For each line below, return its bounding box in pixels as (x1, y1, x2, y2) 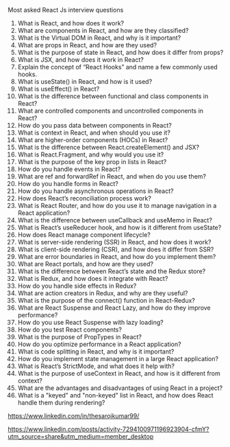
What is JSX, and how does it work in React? (17, 56, 144, 64)
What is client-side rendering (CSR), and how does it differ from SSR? (17, 245, 214, 253)
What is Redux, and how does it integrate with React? (17, 275, 168, 282)
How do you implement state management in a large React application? (17, 355, 218, 363)
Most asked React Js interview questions (8, 6, 124, 14)
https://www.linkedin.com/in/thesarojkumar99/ (8, 412, 140, 420)
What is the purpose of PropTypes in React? (17, 333, 142, 341)
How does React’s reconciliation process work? (17, 194, 151, 202)
